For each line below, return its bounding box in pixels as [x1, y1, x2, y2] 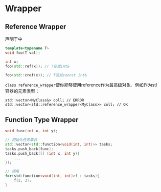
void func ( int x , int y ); [5, 128, 58, 134]
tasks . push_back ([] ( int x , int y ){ [5, 151, 80, 156]
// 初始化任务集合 [5, 138, 38, 143]
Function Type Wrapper [5, 116, 79, 124]
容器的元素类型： [5, 88, 40, 94]
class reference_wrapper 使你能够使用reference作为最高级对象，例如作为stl [5, 82, 157, 88]
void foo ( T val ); [5, 50, 41, 55]
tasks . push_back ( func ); [5, 146, 54, 151]
